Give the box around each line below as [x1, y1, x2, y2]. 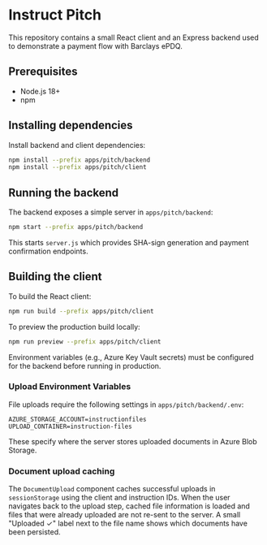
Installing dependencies [8, 119, 133, 132]
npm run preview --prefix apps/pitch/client [8, 337, 161, 346]
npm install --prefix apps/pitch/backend [8, 156, 151, 164]
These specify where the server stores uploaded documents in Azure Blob [8, 436, 257, 446]
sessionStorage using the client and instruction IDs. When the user [8, 493, 230, 503]
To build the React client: [8, 291, 92, 301]
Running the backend [8, 185, 119, 200]
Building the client [8, 270, 102, 283]
